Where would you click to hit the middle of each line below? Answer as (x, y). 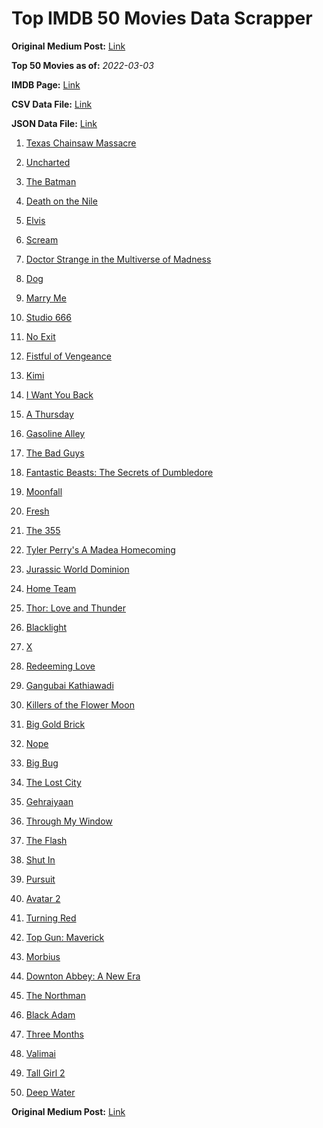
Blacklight (46, 627)
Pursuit (40, 879)
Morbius (43, 956)
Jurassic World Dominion (77, 569)
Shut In (40, 859)
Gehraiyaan (49, 801)
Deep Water (50, 1092)
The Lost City (53, 782)
